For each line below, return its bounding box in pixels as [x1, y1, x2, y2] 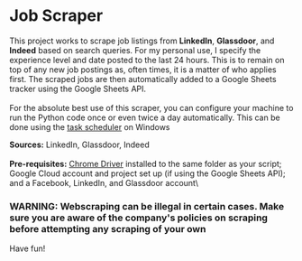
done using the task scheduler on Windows [9, 121, 170, 132]
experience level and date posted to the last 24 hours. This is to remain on [9, 54, 285, 65]
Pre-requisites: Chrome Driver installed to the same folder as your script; [9, 158, 282, 169]
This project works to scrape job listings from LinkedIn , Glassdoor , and [9, 35, 275, 46]
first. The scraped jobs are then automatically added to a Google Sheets [9, 73, 277, 84]
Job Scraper [9, 5, 104, 26]
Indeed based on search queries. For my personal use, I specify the [9, 44, 261, 55]
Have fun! [9, 243, 46, 254]
